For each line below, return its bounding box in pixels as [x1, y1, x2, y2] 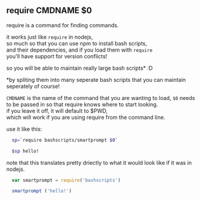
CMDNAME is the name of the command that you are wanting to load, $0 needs [6, 94, 196, 101]
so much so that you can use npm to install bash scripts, [6, 39, 148, 47]
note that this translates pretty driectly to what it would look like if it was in [6, 159, 192, 166]
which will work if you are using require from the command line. [6, 113, 166, 121]
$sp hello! [12, 148, 39, 154]
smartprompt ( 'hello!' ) [12, 188, 72, 194]
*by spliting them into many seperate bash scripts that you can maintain [6, 76, 186, 83]
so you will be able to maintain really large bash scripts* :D [6, 64, 153, 72]
